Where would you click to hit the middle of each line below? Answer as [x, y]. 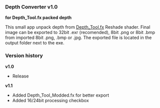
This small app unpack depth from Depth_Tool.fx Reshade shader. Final [78, 27]
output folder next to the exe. [35, 43]
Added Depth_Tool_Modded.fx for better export [61, 95]
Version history [24, 56]
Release [20, 76]
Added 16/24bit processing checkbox [51, 100]
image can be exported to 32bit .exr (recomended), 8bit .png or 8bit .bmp [80, 33]
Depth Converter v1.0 [31, 7]
